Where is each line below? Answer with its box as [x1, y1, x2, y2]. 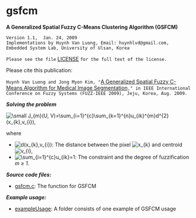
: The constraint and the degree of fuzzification [75, 154, 190, 161]
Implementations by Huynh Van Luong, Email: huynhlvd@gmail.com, [6, 40, 169, 46]
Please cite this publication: [6, 66, 73, 74]
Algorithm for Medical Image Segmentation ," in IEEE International [23, 84, 191, 91]
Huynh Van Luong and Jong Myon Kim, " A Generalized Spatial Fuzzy [6, 78, 169, 85]
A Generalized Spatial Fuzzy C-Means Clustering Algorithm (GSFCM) [6, 23, 178, 30]
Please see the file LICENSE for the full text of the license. [6, 55, 167, 62]
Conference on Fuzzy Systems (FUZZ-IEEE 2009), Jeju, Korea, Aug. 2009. [6, 90, 188, 96]
